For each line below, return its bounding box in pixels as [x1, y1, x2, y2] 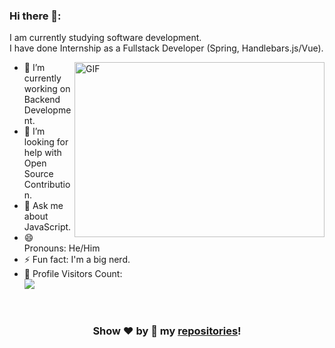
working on [23, 83, 71, 95]
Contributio [23, 179, 71, 191]
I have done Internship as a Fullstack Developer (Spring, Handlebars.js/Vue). [9, 42, 324, 54]
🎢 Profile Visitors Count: [23, 268, 123, 280]
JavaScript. [23, 221, 72, 233]
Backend [23, 94, 61, 106]
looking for [23, 136, 69, 148]
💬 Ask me [23, 200, 64, 212]
